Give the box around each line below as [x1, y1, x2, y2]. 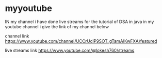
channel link [5, 33, 29, 39]
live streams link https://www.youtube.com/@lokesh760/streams [5, 47, 135, 53]
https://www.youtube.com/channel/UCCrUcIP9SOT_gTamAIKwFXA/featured [5, 38, 158, 44]
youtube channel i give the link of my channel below [5, 23, 109, 29]
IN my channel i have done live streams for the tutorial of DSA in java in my [5, 19, 154, 24]
